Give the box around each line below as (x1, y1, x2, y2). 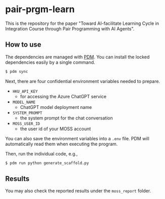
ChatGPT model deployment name (20, 104, 92, 110)
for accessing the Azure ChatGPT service (20, 93, 107, 99)
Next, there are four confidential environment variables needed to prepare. (5, 78, 160, 84)
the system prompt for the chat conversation (20, 115, 113, 121)
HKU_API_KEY (12, 89, 38, 94)
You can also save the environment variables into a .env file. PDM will (5, 135, 150, 141)
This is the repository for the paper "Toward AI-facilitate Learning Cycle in (5, 20, 159, 26)
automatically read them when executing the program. (5, 141, 118, 147)
